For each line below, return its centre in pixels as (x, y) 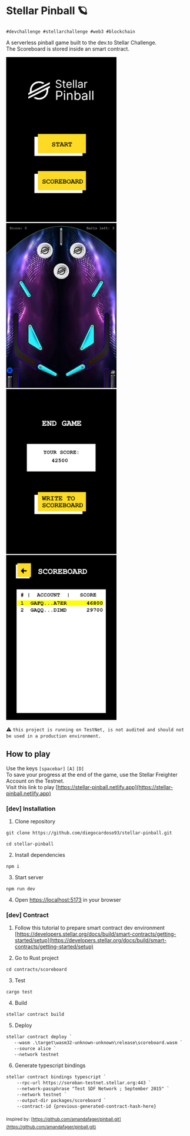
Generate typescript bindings (50, 1065)
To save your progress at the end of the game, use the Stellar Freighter (92, 774)
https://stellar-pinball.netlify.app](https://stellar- (115, 787)
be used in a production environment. (54, 736)
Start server (29, 877)
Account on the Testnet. (35, 781)
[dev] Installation (31, 809)
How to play (28, 754)
